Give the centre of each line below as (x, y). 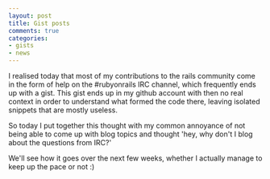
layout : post (30, 16)
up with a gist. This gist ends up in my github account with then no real (126, 93)
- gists (21, 46)
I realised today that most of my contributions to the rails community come (132, 76)
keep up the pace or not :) (52, 167)
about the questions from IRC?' (60, 142)
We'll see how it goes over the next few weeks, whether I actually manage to (135, 158)
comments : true (34, 31)
